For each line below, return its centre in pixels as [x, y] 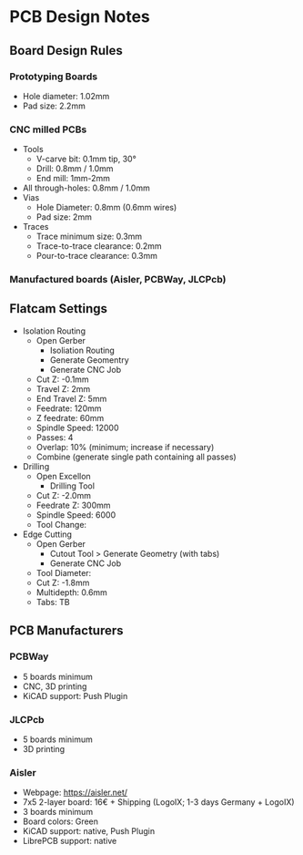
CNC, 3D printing [55, 686]
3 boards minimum [58, 812]
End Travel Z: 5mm [71, 398]
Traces [35, 227]
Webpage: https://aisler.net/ [75, 793]
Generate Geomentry [89, 360]
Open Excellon [63, 476]
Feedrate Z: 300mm [73, 505]
